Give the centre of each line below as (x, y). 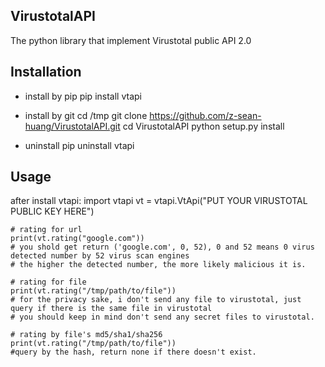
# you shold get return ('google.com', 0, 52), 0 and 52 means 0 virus (162, 247)
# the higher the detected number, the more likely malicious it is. (158, 265)
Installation (46, 72)
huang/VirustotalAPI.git (72, 126)
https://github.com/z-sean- (205, 115)
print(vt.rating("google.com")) (77, 239)
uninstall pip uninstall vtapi (79, 145)
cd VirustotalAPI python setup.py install (203, 126)
